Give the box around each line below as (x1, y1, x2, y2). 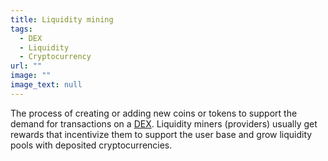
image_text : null (10, 80, 83, 90)
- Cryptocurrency (19, 52, 92, 62)
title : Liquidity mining (10, 14, 114, 25)
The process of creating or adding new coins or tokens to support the (10, 107, 298, 119)
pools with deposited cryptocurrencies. (10, 139, 173, 151)
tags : (10, 24, 33, 34)
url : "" (10, 61, 43, 71)
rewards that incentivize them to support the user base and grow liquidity (10, 128, 313, 140)
